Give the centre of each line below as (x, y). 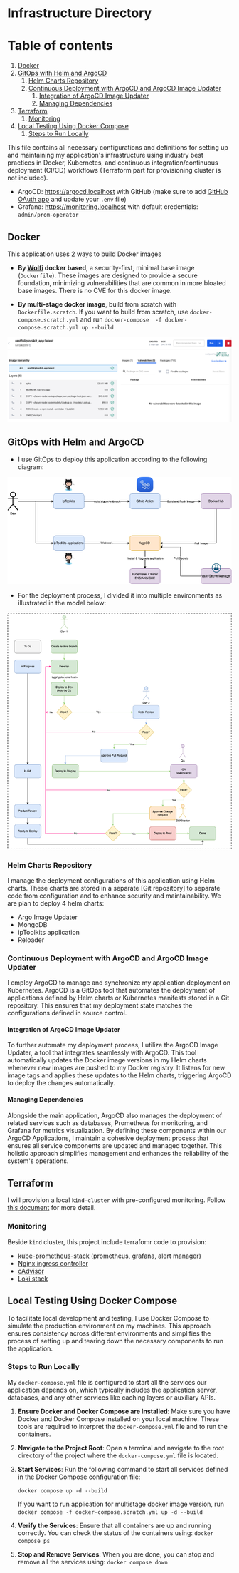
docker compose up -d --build (63, 1491)
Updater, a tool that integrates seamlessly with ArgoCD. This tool (102, 1052)
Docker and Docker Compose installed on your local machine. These (118, 1419)
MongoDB (32, 924)
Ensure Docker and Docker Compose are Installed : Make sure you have (124, 1411)
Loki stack (33, 1279)
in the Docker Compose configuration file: (79, 1477)
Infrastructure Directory (80, 13)
